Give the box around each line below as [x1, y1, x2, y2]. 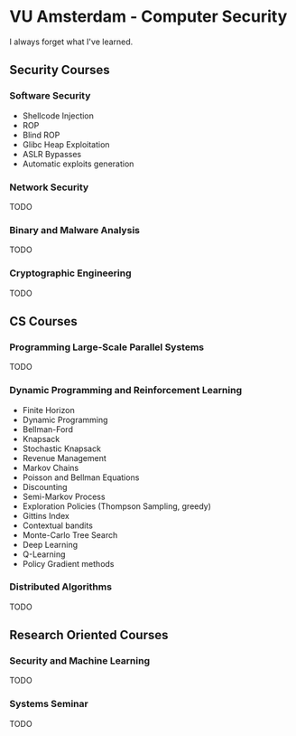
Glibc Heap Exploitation [22, 138, 110, 150]
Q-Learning [22, 549, 66, 560]
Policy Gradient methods [22, 558, 115, 569]
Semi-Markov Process [22, 491, 106, 502]
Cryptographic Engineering [9, 267, 133, 279]
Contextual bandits [22, 520, 93, 531]
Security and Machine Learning [9, 655, 151, 667]
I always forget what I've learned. [9, 36, 134, 47]
